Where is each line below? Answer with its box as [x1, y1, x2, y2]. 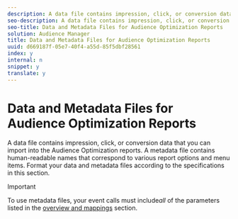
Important [7, 182, 36, 191]
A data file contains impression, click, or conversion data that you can [7, 139, 211, 147]
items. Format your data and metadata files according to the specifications [7, 161, 225, 170]
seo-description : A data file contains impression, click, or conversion [7, 17, 230, 24]
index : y [7, 50, 33, 57]
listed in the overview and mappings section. [7, 203, 138, 213]
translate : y [7, 69, 46, 77]
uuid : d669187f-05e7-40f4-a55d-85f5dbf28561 [7, 43, 141, 50]
